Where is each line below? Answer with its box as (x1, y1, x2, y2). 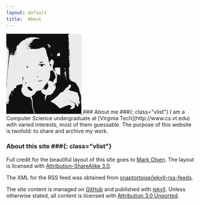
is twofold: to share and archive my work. (6, 127, 109, 135)
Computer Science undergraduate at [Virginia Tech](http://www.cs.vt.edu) (6, 114, 190, 121)
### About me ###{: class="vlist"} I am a (82, 108, 185, 115)
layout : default (6, 10, 47, 16)
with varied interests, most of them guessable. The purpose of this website (6, 121, 192, 128)
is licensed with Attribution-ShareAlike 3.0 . (6, 162, 112, 170)
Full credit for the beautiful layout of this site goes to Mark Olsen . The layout (6, 156, 194, 163)
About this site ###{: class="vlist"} (6, 142, 112, 150)
